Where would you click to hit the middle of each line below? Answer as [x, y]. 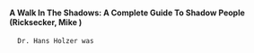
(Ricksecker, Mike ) [46, 22]
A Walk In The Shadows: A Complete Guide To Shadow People [127, 13]
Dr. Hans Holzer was [56, 41]
